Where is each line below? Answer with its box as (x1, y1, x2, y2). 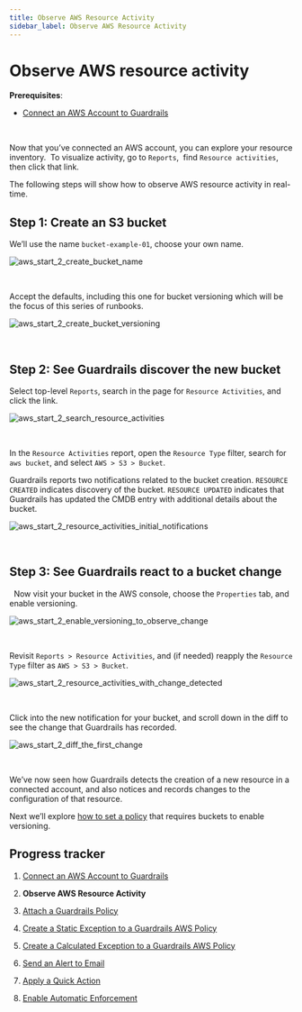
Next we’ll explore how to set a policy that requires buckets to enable (9, 810, 265, 821)
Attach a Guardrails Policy (22, 905, 119, 916)
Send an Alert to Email (22, 957, 105, 969)
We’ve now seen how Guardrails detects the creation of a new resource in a (9, 774, 290, 785)
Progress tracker (9, 846, 106, 862)
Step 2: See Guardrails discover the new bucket (9, 361, 281, 377)
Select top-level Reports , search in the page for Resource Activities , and (9, 386, 281, 397)
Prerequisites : (9, 90, 63, 101)
